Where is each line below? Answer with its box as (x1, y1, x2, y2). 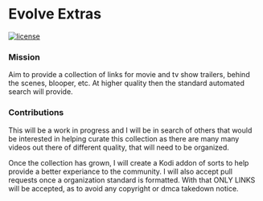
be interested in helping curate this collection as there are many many (8, 133, 240, 143)
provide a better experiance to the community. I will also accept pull (8, 166, 233, 176)
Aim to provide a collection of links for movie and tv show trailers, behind (8, 70, 251, 80)
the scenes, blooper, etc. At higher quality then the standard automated (8, 78, 245, 88)
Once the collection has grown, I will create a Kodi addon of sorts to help (8, 158, 249, 167)
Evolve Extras (8, 5, 102, 23)
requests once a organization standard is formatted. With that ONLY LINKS (8, 174, 256, 185)
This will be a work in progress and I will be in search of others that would (8, 125, 253, 135)
